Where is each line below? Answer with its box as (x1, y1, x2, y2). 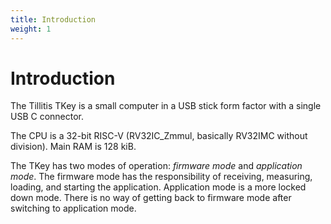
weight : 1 (10, 24, 52, 34)
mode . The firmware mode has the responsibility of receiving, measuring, (10, 171, 313, 183)
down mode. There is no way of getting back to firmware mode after (10, 192, 292, 204)
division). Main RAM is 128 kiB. (10, 141, 137, 153)
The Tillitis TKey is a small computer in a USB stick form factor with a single (10, 100, 322, 112)
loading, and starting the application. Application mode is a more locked (10, 181, 307, 193)
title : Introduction (10, 14, 97, 25)
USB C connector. (10, 111, 85, 123)
